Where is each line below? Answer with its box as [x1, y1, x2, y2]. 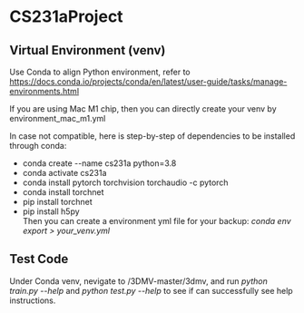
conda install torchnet [22, 187, 104, 197]
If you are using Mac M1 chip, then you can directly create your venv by [9, 103, 277, 114]
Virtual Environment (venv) [9, 43, 166, 58]
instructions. [9, 295, 56, 306]
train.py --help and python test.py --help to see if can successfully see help [9, 285, 293, 296]
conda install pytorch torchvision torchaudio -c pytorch [22, 177, 229, 188]
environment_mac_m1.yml [9, 113, 106, 123]
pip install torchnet [22, 197, 93, 207]
